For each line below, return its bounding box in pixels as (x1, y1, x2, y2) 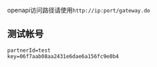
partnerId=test (7, 47, 51, 54)
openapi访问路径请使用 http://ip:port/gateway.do (7, 6, 151, 14)
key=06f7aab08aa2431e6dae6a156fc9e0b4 (7, 52, 119, 60)
